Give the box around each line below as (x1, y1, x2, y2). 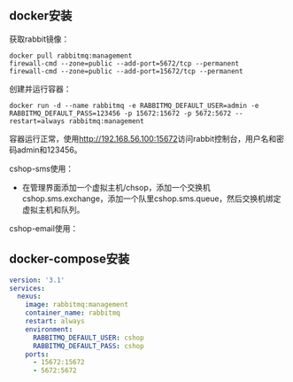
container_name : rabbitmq (25, 308, 121, 317)
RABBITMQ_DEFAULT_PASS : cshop (32, 341, 144, 350)
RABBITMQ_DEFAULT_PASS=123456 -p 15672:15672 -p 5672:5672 (9, 109, 232, 118)
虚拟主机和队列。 (21, 204, 85, 214)
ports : (25, 349, 50, 359)
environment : (25, 324, 73, 334)
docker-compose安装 (9, 252, 130, 267)
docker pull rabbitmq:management (9, 51, 133, 60)
